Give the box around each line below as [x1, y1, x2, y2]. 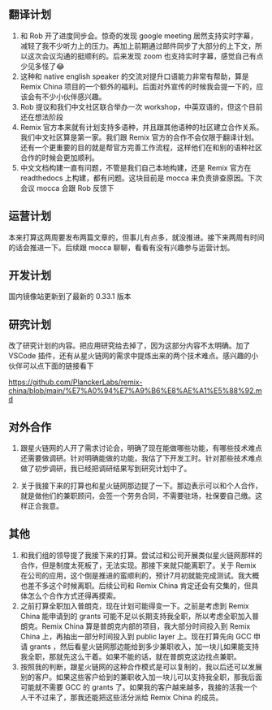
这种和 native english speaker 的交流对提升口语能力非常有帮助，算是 [19, 71, 249, 81]
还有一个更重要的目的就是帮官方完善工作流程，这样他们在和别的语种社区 [19, 142, 262, 152]
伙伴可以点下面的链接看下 [8, 361, 94, 371]
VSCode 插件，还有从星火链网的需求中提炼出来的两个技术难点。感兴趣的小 [8, 351, 258, 361]
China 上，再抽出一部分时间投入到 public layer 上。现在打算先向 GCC [19, 631, 252, 641]
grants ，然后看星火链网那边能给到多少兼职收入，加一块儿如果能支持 [29, 641, 260, 652]
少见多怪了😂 [19, 61, 65, 71]
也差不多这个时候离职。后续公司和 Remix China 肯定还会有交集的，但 [19, 580, 252, 591]
